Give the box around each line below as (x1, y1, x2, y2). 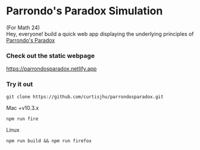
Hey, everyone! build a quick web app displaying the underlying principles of (6, 30, 194, 37)
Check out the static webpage (6, 51, 95, 60)
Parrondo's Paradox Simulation (6, 4, 163, 18)
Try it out (6, 80, 33, 88)
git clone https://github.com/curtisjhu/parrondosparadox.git (6, 94, 164, 100)
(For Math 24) (6, 24, 40, 31)
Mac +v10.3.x (6, 104, 39, 111)
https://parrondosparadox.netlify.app (6, 65, 97, 72)
